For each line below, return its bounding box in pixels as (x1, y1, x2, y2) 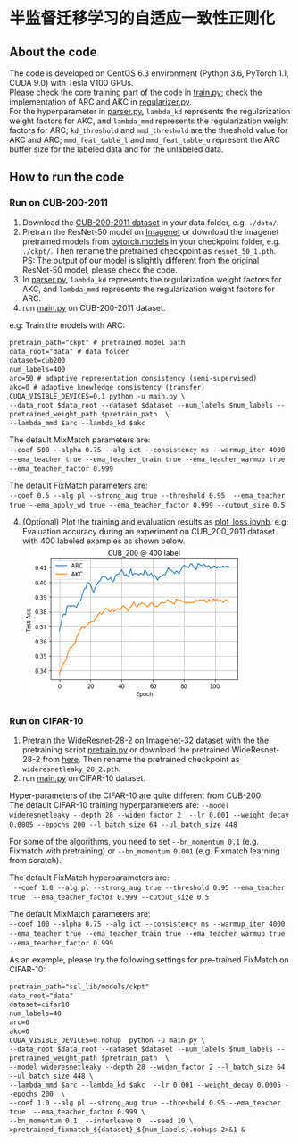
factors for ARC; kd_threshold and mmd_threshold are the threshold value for (9, 125, 288, 135)
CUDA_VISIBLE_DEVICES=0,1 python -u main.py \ (9, 391, 186, 400)
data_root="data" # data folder (9, 347, 129, 356)
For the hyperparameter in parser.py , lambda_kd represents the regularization (9, 106, 291, 116)
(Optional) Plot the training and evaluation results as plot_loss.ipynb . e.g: (21, 516, 289, 527)
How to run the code (9, 170, 125, 185)
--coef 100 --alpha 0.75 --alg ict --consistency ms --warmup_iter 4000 (9, 920, 286, 929)
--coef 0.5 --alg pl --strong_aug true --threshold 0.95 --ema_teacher (9, 491, 286, 500)
